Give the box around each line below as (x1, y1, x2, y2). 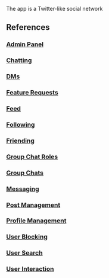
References (6, 22, 50, 32)
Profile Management (6, 216, 67, 225)
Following (6, 120, 35, 129)
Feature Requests (6, 88, 58, 97)
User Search (6, 249, 43, 257)
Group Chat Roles (6, 152, 58, 161)
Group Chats (6, 169, 43, 177)
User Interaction (6, 265, 54, 273)
